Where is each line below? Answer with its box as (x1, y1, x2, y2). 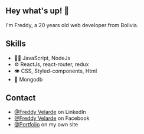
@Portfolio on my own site (14, 121, 78, 128)
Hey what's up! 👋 (5, 6, 70, 16)
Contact (5, 93, 36, 103)
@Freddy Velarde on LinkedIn (14, 109, 86, 116)
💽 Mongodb (14, 76, 43, 83)
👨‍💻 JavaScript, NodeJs (14, 54, 71, 61)
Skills (5, 39, 26, 49)
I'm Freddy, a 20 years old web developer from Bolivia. (5, 21, 139, 28)
